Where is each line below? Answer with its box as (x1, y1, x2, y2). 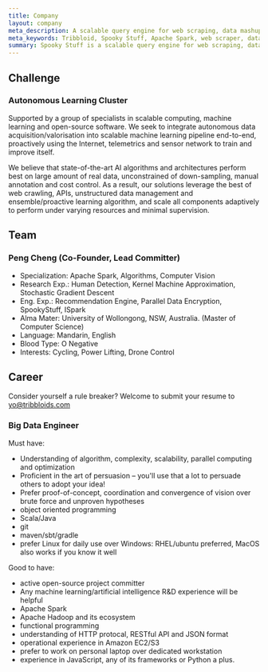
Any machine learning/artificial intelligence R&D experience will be (19, 586, 238, 596)
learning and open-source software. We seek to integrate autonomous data (8, 122, 256, 131)
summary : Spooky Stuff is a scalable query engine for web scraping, (8, 42, 245, 50)
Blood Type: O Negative (19, 338, 98, 348)
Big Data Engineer (8, 420, 80, 431)
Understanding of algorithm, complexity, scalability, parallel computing (19, 454, 253, 463)
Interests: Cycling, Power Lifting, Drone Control (19, 347, 175, 357)
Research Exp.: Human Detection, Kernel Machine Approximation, (19, 279, 236, 289)
